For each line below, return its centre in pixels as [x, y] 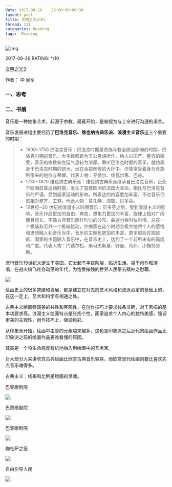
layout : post [19, 15]
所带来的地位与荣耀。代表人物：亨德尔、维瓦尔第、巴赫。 [86, 175]
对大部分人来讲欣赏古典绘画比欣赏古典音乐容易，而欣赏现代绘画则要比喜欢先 [86, 359]
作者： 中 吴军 [20, 80]
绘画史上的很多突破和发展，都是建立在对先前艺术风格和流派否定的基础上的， [86, 290]
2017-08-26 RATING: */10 [32, 58]
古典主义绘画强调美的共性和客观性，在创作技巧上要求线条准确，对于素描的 [84, 307]
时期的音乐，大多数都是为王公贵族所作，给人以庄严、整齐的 [97, 156]
